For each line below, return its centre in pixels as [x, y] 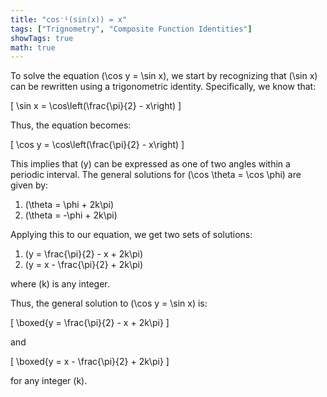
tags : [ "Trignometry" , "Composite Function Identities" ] [131, 29]
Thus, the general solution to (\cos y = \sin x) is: [109, 303]
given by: [29, 185]
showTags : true [42, 38]
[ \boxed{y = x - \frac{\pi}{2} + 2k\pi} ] [90, 362]
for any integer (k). [49, 381]
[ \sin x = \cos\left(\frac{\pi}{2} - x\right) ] [96, 106]
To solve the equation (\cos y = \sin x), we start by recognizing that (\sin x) [164, 76]
